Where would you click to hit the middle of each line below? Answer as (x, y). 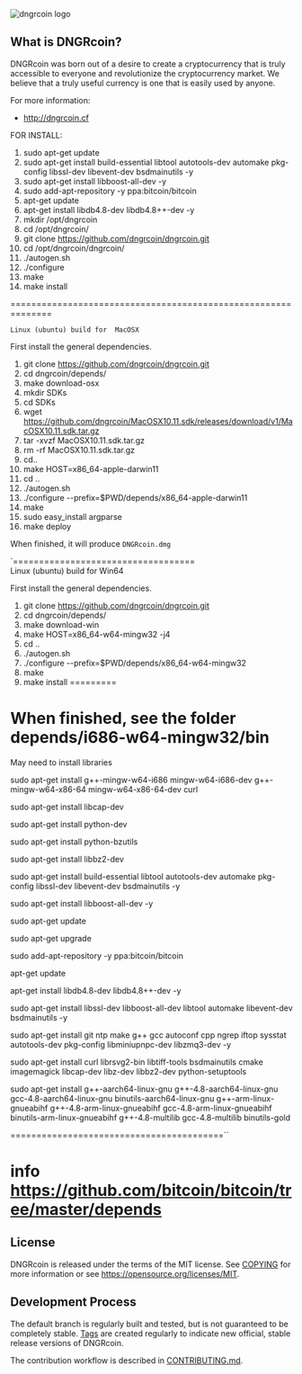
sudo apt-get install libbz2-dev (67, 859)
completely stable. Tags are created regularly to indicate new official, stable (151, 1333)
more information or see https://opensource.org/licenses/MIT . (125, 1273)
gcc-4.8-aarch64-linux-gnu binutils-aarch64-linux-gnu (112, 1098)
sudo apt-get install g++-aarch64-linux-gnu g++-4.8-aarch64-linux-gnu (144, 1089)
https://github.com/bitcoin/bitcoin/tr (151, 1190)
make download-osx (61, 383)
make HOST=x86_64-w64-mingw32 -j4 (97, 634)
